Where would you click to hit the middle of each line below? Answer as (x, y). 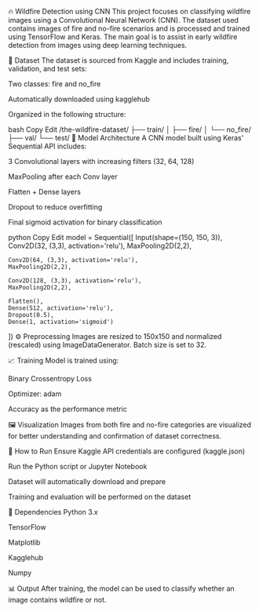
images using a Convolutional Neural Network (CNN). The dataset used (124, 20)
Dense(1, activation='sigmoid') (61, 322)
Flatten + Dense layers (44, 192)
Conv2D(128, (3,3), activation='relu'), (75, 281)
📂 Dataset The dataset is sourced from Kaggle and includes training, (119, 60)
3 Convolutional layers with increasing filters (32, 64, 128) (101, 161)
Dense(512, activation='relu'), (61, 308)
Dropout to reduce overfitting (55, 207)
